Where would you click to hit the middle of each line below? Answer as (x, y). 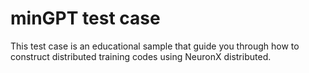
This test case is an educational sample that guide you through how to (155, 46)
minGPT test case (85, 18)
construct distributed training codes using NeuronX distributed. (141, 56)
